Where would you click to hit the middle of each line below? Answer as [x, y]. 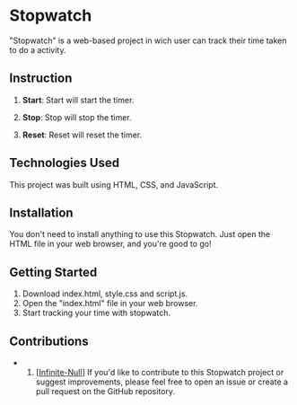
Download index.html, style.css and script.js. [105, 294]
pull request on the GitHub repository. [105, 391]
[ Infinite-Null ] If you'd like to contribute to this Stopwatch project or [160, 372]
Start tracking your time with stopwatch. [96, 313]
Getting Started [53, 272]
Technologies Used [64, 163]
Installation [41, 212]
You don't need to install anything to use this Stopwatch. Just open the [140, 234]
